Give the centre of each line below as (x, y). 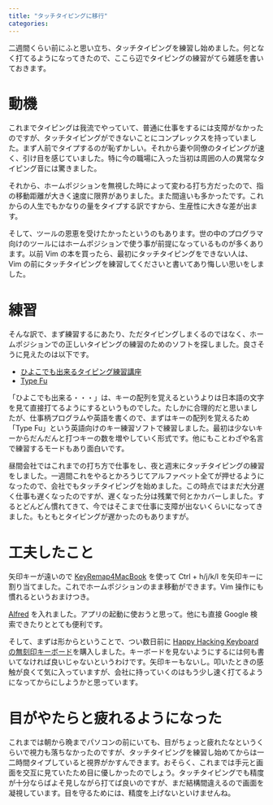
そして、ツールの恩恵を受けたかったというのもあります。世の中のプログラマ (136, 233)
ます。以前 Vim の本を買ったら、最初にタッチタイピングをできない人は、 (130, 254)
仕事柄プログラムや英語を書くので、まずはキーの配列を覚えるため (140, 418)
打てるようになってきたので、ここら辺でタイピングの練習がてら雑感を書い (139, 58)
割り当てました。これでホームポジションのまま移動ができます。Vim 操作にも (136, 587)
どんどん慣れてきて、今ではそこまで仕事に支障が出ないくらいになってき (143, 507)
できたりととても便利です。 (61, 624)
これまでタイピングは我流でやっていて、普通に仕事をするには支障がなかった (136, 128)
